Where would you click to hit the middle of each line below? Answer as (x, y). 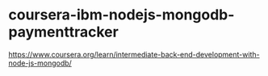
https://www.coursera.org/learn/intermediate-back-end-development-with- (134, 54)
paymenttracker (63, 32)
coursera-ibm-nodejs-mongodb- (121, 15)
